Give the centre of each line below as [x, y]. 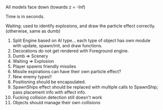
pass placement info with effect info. [49, 92]
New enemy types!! [32, 77]
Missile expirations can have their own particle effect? [67, 72]
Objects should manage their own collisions [56, 102]
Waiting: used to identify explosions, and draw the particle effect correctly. [81, 26]
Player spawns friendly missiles [44, 66]
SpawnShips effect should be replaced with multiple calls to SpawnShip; [85, 87]
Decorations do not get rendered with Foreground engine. [71, 51]
